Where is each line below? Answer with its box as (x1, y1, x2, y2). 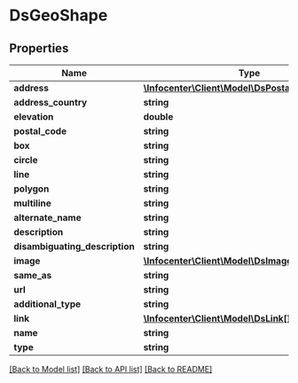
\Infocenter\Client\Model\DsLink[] (143, 312, 291, 324)
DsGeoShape (9, 5, 108, 26)
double (143, 111, 174, 122)
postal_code (13, 125, 67, 137)
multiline (13, 197, 51, 209)
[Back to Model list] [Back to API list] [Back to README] (9, 364, 213, 374)
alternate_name (13, 212, 82, 223)
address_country (13, 97, 88, 108)
